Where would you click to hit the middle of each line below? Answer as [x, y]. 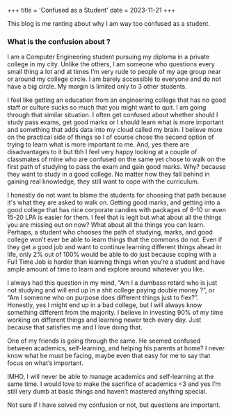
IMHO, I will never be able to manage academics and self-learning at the [111, 377]
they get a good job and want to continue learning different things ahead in [114, 247]
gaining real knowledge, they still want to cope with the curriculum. [103, 181]
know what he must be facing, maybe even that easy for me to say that [109, 356]
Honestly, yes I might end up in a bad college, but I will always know [105, 305]
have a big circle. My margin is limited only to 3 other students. [97, 87]
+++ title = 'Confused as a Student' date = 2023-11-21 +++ [91, 10]
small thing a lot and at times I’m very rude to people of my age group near [114, 72]
